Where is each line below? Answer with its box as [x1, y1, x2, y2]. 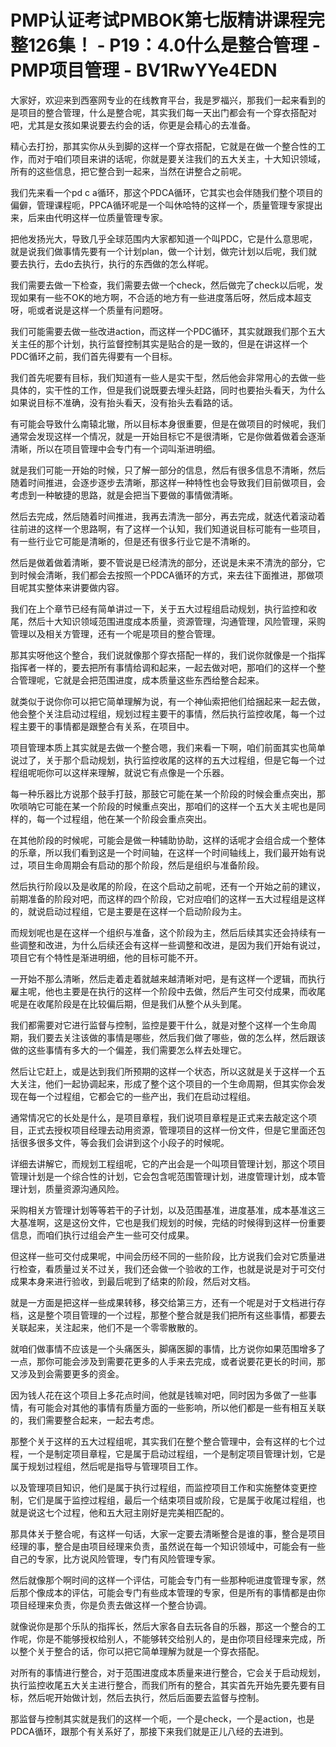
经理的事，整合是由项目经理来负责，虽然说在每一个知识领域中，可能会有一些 [10, 1540, 326, 1552]
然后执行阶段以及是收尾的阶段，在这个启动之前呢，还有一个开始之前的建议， [10, 880, 326, 892]
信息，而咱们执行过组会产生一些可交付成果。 [10, 1229, 195, 1241]
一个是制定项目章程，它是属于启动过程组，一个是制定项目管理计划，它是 [27, 1447, 326, 1460]
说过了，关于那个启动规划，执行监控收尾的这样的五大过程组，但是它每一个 [10, 754, 317, 766]
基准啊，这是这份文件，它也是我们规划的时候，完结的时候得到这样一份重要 [18, 1216, 326, 1228]
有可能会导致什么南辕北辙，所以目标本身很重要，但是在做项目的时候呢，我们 [10, 417, 326, 430]
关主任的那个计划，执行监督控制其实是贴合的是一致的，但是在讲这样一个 [10, 337, 308, 350]
